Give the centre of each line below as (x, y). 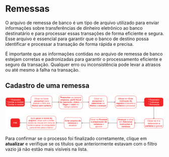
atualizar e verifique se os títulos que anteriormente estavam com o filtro (81, 143)
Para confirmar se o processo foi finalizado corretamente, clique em (76, 138)
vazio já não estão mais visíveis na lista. (47, 149)
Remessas (27, 9)
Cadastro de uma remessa (47, 86)
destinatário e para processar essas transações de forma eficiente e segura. (85, 33)
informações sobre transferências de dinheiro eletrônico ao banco (74, 28)
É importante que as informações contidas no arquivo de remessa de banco (84, 54)
